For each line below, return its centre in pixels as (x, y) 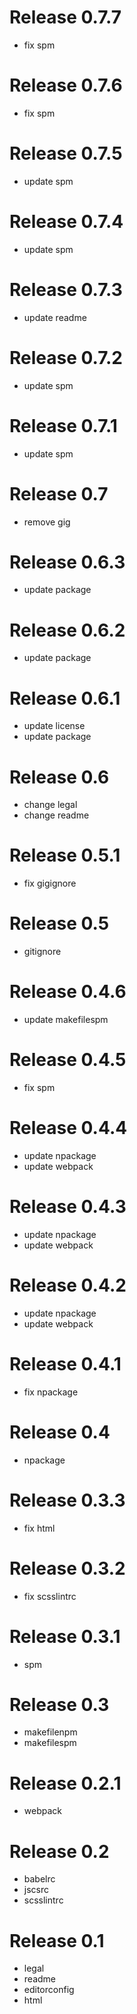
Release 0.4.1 (65, 1364)
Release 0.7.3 (66, 289)
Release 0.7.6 (66, 85)
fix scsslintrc (50, 1596)
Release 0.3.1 (65, 1636)
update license (54, 726)
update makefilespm (66, 1020)
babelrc (39, 1879)
